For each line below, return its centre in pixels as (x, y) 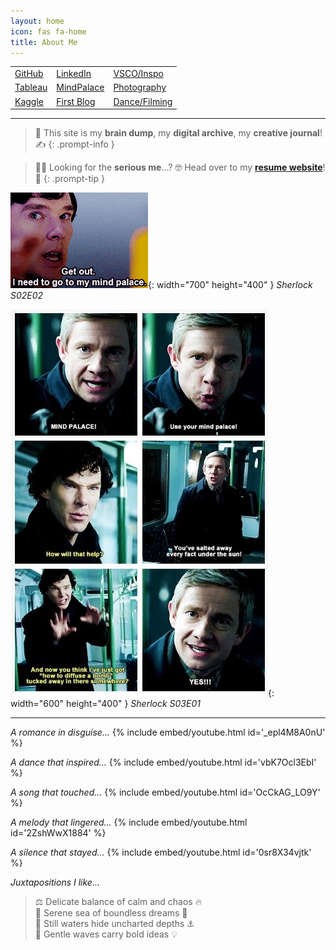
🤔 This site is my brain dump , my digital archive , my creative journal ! (178, 133)
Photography (140, 87)
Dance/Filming (143, 101)
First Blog (76, 101)
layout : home (37, 21)
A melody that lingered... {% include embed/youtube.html (129, 822)
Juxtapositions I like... (55, 882)
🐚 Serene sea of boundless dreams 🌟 (111, 913)
